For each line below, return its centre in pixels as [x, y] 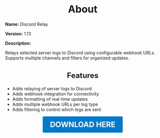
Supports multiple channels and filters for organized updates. [67, 58]
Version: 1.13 [18, 34]
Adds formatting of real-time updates [50, 99]
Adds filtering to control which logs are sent [57, 110]
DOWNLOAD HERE [83, 124]
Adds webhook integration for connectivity [56, 94]
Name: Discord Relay [27, 24]
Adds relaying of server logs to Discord [52, 88]
